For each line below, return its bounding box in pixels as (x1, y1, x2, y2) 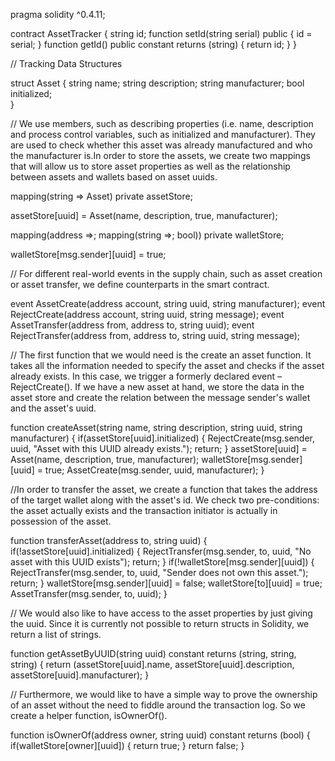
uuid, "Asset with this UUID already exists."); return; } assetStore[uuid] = (10, 443, 308, 454)
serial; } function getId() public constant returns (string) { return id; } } (10, 39, 297, 50)
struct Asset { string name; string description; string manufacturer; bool (10, 77, 305, 89)
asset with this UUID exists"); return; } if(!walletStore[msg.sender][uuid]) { (10, 556, 315, 568)
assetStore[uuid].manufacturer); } (10, 669, 150, 681)
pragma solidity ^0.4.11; (10, 9, 106, 20)
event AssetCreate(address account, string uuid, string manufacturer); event (10, 298, 326, 309)
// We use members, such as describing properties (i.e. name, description (10, 118, 314, 129)
